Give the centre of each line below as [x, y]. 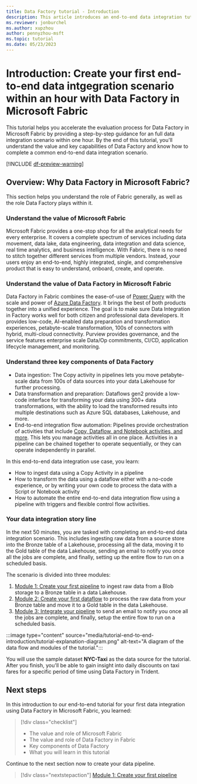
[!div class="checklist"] [49, 722]
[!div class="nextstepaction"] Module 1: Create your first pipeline [98, 775]
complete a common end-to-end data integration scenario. [77, 152]
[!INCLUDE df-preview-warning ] [45, 164]
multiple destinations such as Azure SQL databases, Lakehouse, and [97, 412]
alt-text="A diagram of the [152, 641]
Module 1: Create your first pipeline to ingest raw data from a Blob [94, 586]
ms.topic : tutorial [30, 39]
